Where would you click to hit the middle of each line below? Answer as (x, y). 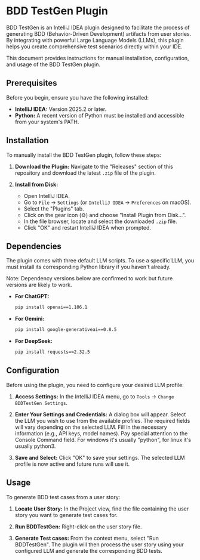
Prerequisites (32, 83)
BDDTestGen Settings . (41, 403)
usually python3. (35, 446)
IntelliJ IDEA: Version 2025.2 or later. (61, 109)
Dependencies (34, 246)
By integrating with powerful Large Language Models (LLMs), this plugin (95, 40)
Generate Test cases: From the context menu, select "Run (87, 538)
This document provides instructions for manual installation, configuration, (98, 58)
